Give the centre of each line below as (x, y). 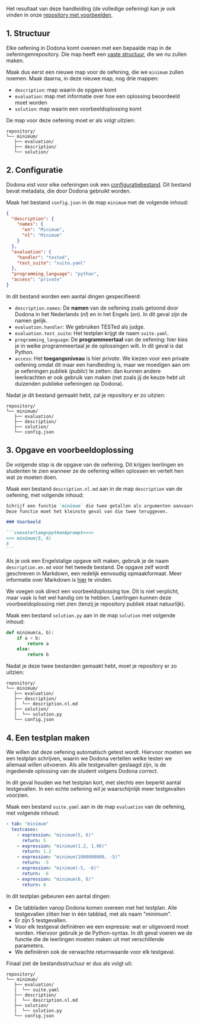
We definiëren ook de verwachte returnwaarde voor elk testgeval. (95, 952)
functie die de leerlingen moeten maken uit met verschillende (89, 939)
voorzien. (18, 795)
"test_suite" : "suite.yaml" (51, 263)
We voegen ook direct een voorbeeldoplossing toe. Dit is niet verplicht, (93, 591)
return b (38, 655)
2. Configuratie (35, 170)
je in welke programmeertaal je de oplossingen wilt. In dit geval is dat (99, 346)
